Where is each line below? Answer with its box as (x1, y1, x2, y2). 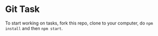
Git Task (5, 3, 40, 15)
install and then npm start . (5, 25, 63, 31)
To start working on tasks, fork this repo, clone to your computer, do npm (5, 20, 153, 26)
